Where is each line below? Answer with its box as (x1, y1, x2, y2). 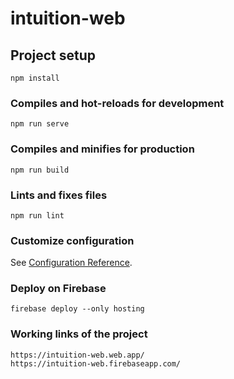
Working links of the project (10, 327, 148, 341)
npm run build (10, 165, 70, 175)
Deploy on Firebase (10, 282, 107, 296)
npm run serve (10, 119, 70, 129)
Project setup (10, 47, 97, 64)
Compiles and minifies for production (10, 142, 195, 156)
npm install (10, 73, 60, 83)
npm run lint (10, 210, 65, 221)
